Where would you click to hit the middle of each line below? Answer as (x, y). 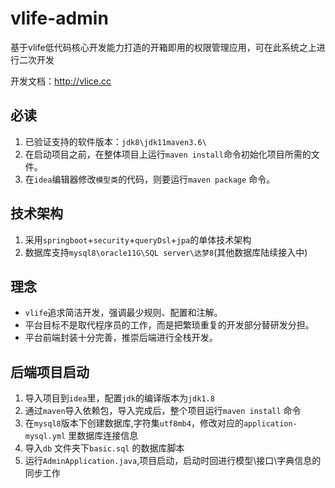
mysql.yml (45, 437)
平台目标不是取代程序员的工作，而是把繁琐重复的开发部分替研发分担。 (169, 325)
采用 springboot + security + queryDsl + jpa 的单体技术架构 (138, 239)
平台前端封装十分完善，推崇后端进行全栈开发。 (121, 338)
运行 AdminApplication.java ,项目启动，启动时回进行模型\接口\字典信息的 (173, 461)
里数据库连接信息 (103, 436)
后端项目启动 (50, 372)
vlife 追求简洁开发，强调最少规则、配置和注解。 (123, 313)
